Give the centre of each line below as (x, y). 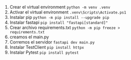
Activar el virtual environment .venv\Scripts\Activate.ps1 (68, 12)
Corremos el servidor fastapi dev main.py (52, 42)
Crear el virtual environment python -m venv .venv (60, 7)
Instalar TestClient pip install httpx (47, 47)
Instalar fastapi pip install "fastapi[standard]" (59, 22)
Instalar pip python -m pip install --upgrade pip (59, 17)
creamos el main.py (29, 37)
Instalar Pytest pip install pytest (44, 52)
